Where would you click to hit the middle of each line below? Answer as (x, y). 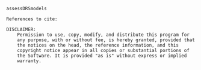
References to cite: (32, 19)
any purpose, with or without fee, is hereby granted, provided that (106, 40)
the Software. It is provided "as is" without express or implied (102, 56)
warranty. (29, 61)
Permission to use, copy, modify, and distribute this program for (103, 35)
